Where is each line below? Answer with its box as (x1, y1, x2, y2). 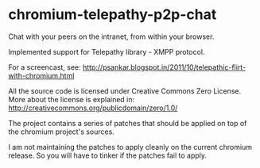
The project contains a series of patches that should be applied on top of (8, 118, 247, 128)
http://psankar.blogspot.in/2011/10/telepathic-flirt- (82, 62, 246, 72)
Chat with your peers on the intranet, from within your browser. (8, 32, 215, 41)
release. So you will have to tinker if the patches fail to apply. (8, 151, 208, 160)
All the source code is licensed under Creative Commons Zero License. (8, 86, 241, 96)
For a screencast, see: (8, 62, 81, 72)
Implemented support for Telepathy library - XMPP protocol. (8, 47, 205, 56)
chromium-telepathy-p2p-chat (8, 6, 217, 24)
